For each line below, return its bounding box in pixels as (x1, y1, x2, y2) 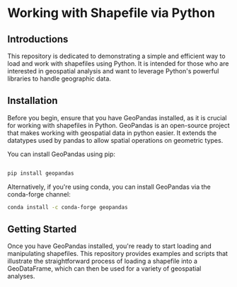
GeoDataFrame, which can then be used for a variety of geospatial (7, 264, 202, 273)
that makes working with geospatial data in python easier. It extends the (7, 129, 217, 137)
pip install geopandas (7, 170, 74, 177)
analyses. (7, 272, 35, 281)
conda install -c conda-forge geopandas (7, 204, 129, 211)
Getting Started (7, 223, 77, 235)
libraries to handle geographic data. (7, 74, 112, 83)
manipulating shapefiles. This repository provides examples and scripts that (7, 250, 229, 258)
